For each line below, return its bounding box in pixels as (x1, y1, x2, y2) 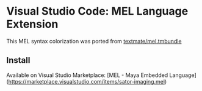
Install (6, 55, 31, 65)
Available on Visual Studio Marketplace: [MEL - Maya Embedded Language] (6, 71, 197, 79)
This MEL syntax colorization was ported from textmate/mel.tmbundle (6, 37, 182, 45)
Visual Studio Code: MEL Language (6, 4, 189, 18)
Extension (6, 17, 59, 31)
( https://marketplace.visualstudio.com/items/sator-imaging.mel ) (6, 78, 167, 85)
